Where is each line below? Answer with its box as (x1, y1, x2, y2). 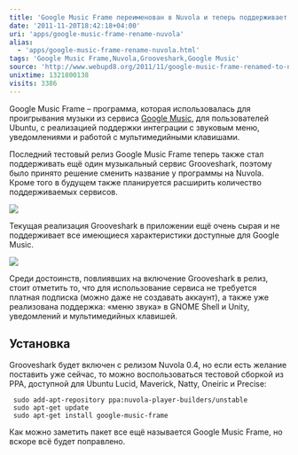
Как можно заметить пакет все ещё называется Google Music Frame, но (9, 427, 283, 437)
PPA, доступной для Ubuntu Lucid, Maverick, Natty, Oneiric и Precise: (9, 379, 267, 389)
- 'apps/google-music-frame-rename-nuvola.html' (17, 46, 200, 55)
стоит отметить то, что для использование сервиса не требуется (9, 282, 257, 293)
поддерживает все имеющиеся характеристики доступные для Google (9, 230, 279, 240)
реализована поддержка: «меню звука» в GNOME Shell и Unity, (9, 301, 250, 311)
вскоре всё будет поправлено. (9, 436, 126, 447)
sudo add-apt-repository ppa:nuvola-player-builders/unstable (12, 396, 248, 404)
